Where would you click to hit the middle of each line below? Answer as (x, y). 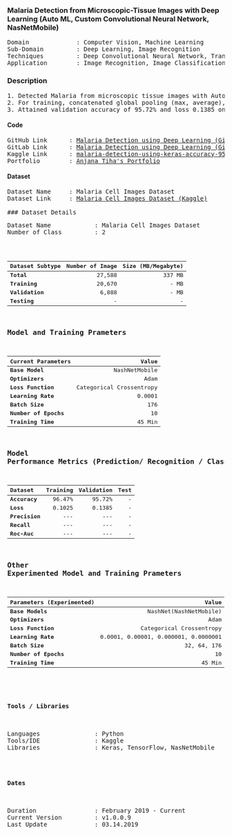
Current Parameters (40, 361)
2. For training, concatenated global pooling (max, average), (116, 103)
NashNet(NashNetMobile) (185, 611)
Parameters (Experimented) (52, 602)
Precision (25, 517)
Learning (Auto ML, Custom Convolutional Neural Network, (108, 19)
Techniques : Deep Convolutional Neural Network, (107, 56)
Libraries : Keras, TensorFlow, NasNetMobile (111, 748)
